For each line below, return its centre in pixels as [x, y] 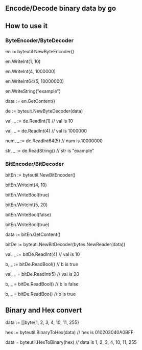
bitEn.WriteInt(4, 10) [26, 185]
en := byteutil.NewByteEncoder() [40, 52]
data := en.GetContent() [30, 101]
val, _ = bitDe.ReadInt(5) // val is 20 [42, 274]
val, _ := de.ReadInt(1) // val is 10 [39, 121]
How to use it [27, 26]
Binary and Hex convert [44, 310]
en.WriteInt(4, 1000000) [31, 72]
